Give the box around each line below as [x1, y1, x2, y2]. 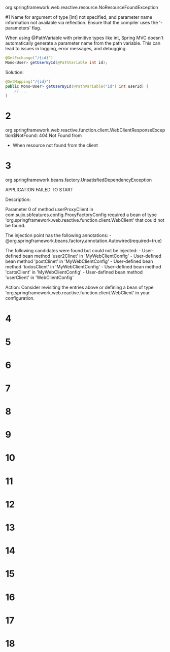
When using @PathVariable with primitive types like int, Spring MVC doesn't [5, 35, 164, 41]
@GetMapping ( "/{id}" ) [5, 79, 51, 84]
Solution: [5, 69, 24, 75]
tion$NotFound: [5, 132, 38, 139]
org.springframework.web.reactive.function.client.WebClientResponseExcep [5, 127, 165, 133]
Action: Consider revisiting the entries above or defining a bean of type [5, 284, 154, 291]
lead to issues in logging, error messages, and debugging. [5, 46, 127, 51]
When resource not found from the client [12, 142, 98, 149]
